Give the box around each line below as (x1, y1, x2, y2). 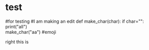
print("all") (5, 23, 28, 29)
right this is (5, 38, 29, 44)
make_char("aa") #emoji (5, 29, 56, 35)
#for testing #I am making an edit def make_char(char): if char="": (5, 18, 144, 24)
